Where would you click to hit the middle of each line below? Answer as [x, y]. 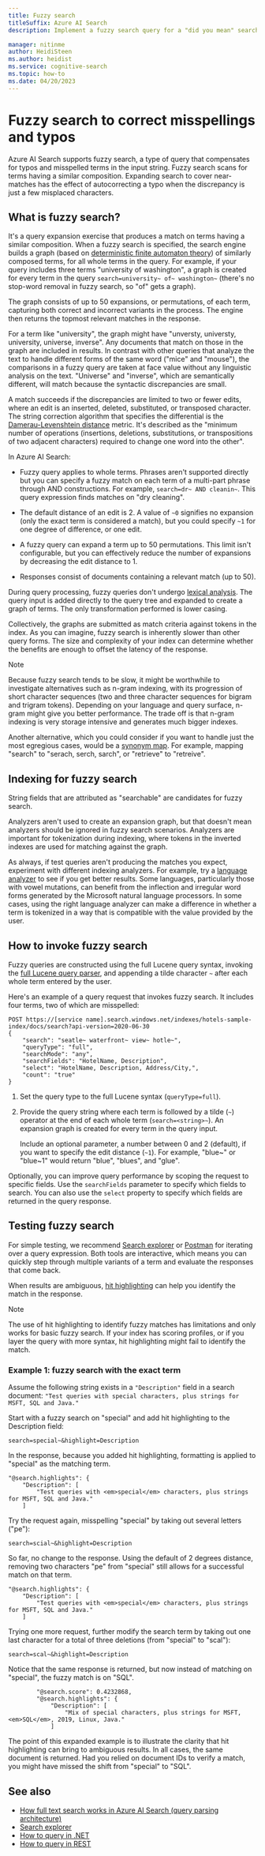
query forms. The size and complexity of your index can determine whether [131, 641]
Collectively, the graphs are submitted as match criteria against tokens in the [132, 624]
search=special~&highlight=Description [74, 1441]
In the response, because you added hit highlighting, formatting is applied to [132, 1456]
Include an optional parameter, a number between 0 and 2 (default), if [133, 1144]
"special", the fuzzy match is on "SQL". [71, 1678]
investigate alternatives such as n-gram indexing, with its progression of [125, 689]
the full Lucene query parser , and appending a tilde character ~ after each [128, 973]
